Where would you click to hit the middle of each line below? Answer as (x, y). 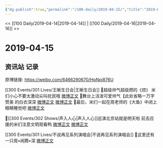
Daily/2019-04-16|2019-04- (129, 23)
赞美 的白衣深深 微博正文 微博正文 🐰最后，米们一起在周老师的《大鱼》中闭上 (81, 102)
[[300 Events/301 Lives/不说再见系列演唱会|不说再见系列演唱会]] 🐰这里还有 (80, 134)
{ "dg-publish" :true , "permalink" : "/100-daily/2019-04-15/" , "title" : (75, 9)
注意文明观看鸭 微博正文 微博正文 (55, 124)
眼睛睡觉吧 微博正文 (25, 108)
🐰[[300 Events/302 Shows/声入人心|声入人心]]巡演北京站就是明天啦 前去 (78, 118)
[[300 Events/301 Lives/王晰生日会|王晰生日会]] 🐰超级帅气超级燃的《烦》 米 (81, 89)
